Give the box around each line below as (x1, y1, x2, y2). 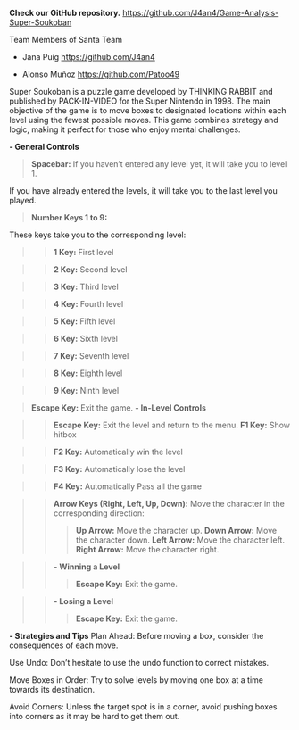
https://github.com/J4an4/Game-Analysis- (121, 8, 279, 18)
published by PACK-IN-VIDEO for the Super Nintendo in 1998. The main (9, 95, 270, 106)
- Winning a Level (53, 561, 120, 572)
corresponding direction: (53, 508, 145, 518)
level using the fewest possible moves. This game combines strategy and (9, 115, 278, 125)
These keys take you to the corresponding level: (9, 229, 187, 240)
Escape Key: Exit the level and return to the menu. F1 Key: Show (53, 419, 291, 430)
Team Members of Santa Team (9, 35, 123, 45)
